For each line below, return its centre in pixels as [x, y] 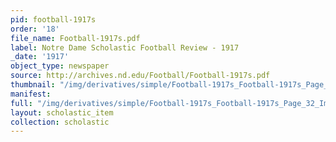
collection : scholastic [60, 122]
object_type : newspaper [60, 66]
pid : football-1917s [53, 19]
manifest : [31, 94]
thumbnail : [33, 85]
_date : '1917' [40, 57]
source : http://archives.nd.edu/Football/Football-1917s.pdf [140, 76]
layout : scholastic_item [62, 112]
